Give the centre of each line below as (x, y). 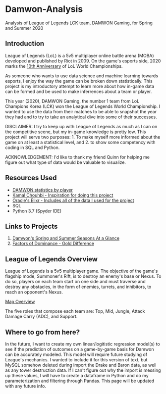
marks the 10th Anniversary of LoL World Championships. (64, 66)
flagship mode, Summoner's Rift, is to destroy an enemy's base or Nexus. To (83, 276)
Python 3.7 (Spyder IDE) (37, 211)
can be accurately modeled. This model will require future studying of (76, 354)
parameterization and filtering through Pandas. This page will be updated (80, 381)
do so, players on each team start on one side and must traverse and (75, 282)
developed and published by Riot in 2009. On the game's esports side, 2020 (83, 61)
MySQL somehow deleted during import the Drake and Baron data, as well (81, 365)
